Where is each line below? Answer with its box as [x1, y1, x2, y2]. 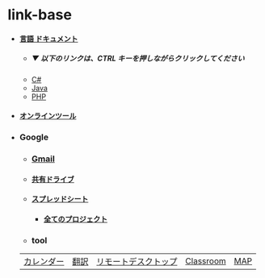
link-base [7, 6, 72, 24]
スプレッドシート [31, 194, 89, 204]
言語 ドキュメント [19, 34, 78, 44]
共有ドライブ [31, 174, 74, 184]
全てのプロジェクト [43, 214, 108, 223]
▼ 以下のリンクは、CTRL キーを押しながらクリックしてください [31, 54, 245, 64]
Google [19, 131, 49, 143]
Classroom [184, 255, 227, 267]
